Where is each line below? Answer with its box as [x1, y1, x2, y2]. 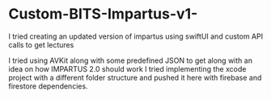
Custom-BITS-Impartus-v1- [8, 5, 198, 23]
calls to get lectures [8, 39, 74, 49]
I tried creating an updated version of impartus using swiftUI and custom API [8, 31, 264, 41]
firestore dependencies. [8, 81, 88, 91]
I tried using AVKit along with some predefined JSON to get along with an [8, 56, 253, 65]
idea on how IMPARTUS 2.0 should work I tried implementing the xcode [8, 64, 247, 73]
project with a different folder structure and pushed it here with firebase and [8, 72, 262, 82]
